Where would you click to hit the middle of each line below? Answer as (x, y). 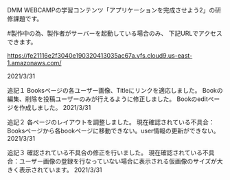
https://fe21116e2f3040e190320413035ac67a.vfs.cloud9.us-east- (100, 56)
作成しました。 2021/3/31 (55, 108)
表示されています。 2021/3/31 (60, 170)
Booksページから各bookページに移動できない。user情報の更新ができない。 (113, 131)
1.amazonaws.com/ (34, 63)
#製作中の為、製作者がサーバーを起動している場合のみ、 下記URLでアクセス (115, 33)
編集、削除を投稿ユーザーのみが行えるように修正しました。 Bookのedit (107, 99)
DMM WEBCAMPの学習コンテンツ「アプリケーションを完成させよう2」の (111, 10)
